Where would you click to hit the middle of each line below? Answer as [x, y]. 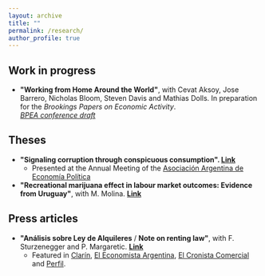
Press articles [43, 219]
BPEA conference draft [57, 115]
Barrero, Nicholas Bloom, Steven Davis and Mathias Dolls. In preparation [138, 98]
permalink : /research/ [46, 30]
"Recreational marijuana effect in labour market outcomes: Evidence [136, 185]
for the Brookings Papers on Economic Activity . [98, 107]
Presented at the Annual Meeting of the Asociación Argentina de [138, 168]
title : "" [25, 23]
